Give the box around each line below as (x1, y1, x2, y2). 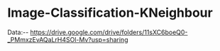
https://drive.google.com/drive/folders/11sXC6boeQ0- (30, 28, 188, 36)
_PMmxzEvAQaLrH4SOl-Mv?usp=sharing (7, 35, 128, 43)
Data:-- (7, 28, 29, 36)
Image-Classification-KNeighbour (7, 5, 213, 21)
